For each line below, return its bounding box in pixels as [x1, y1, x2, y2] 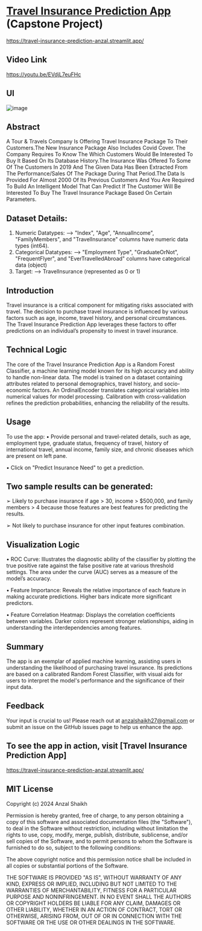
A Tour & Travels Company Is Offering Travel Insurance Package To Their [6, 138, 188, 145]
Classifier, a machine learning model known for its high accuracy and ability [6, 367, 194, 374]
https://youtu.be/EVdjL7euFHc [6, 71, 81, 78]
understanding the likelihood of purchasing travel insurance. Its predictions [6, 664, 193, 671]
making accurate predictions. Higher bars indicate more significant [6, 593, 172, 600]
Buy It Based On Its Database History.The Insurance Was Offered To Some [6, 157, 191, 165]
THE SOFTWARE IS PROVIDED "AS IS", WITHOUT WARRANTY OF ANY [6, 874, 182, 881]
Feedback [6, 701, 45, 711]
